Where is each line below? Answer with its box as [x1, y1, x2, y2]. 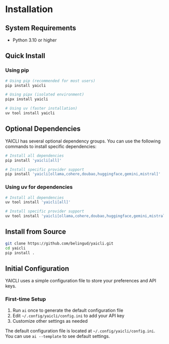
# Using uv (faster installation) [5, 106, 78, 111]
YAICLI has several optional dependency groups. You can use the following [5, 138, 161, 144]
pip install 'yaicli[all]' [5, 158, 62, 163]
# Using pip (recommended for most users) [5, 78, 96, 83]
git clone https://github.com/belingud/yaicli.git [5, 241, 114, 246]
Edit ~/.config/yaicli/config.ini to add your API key [12, 312, 125, 319]
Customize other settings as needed [12, 318, 88, 324]
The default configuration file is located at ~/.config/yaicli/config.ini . [5, 327, 155, 334]
